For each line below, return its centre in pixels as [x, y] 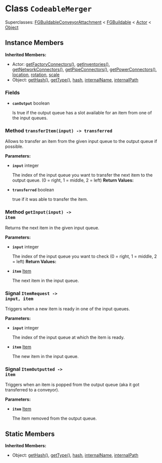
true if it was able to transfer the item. [50, 199]
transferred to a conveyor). [32, 390]
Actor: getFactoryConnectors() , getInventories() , [61, 64]
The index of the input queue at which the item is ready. [68, 337]
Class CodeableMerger [48, 9]
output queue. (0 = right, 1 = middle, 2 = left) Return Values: [73, 180]
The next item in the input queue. [46, 280]
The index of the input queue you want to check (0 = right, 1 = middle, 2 [84, 256]
